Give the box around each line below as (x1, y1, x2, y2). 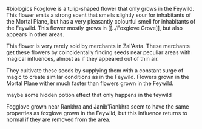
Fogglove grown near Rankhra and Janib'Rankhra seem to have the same (6, 103, 189, 110)
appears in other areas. (6, 31, 65, 38)
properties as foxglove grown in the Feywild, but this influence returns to (6, 110, 188, 116)
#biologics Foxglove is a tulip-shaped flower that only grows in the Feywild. (6, 5, 195, 12)
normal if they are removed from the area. (6, 116, 111, 123)
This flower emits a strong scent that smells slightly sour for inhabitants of (6, 11, 191, 19)
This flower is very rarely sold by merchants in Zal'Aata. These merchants (6, 42, 190, 49)
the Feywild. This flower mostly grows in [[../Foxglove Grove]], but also (6, 24, 183, 31)
